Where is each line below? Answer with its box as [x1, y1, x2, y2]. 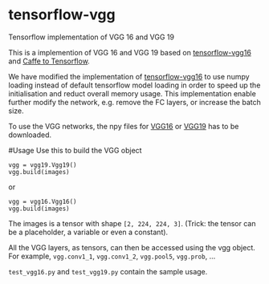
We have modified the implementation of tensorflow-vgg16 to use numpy [8, 71, 251, 81]
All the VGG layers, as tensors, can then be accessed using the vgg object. [8, 242, 255, 252]
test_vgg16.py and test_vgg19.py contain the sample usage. [8, 266, 208, 276]
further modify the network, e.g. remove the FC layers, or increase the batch [8, 97, 261, 107]
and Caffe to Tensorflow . [8, 56, 90, 66]
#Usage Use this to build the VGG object [8, 145, 142, 155]
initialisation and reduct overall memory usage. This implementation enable [8, 88, 257, 98]
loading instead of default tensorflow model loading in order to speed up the [8, 80, 261, 90]
